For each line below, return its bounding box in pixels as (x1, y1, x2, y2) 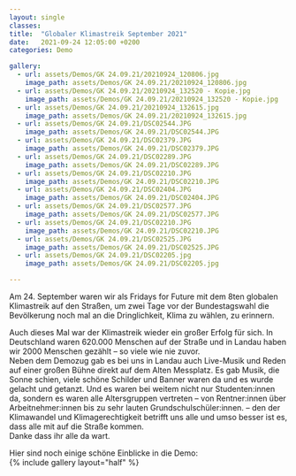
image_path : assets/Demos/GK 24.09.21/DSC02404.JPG (25, 194, 219, 203)
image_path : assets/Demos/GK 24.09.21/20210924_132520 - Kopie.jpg (25, 95, 278, 104)
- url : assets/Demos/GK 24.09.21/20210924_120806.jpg (17, 70, 219, 80)
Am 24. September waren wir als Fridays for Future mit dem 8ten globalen (9, 291, 278, 302)
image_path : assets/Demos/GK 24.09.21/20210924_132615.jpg (25, 111, 247, 120)
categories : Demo (9, 46, 73, 55)
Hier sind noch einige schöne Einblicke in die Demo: (9, 448, 199, 458)
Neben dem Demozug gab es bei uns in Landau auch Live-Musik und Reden (9, 356, 286, 365)
